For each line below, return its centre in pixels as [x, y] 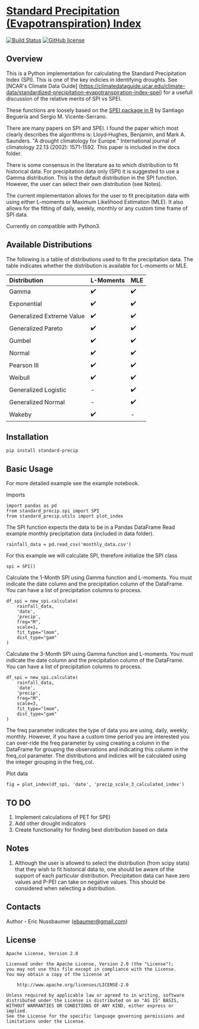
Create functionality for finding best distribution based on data [91, 830]
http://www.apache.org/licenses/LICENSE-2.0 [73, 985]
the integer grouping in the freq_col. [50, 762]
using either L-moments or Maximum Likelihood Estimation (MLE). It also [95, 202]
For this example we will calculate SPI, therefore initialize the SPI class [92, 556]
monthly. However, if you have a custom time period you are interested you [98, 737]
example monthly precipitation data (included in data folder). [80, 534]
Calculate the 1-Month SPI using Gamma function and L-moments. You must [99, 578]
